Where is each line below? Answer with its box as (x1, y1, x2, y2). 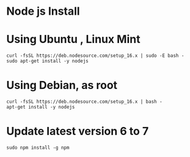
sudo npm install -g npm (6, 145, 70, 151)
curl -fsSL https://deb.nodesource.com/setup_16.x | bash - (6, 99, 163, 105)
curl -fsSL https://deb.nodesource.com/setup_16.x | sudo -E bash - (6, 53, 185, 59)
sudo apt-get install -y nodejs (6, 58, 89, 64)
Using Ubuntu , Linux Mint (6, 33, 141, 47)
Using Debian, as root (6, 78, 118, 93)
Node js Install (6, 4, 81, 18)
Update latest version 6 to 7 (6, 124, 149, 139)
